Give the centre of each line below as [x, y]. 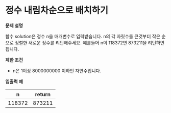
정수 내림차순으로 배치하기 [57, 10]
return [43, 94]
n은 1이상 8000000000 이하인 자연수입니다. [57, 70]
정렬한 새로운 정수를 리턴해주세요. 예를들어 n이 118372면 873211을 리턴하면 [90, 43]
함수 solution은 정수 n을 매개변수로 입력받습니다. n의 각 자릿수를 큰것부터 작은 [83, 36]
